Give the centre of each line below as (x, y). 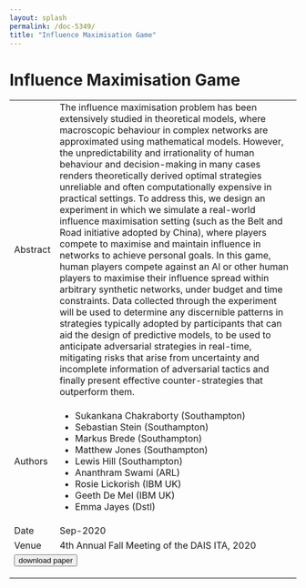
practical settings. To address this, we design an (162, 198)
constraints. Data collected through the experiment (168, 301)
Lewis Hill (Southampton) (129, 461)
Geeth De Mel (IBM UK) (125, 495)
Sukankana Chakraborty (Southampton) (160, 416)
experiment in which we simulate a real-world (157, 210)
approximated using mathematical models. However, (171, 142)
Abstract (32, 249)
